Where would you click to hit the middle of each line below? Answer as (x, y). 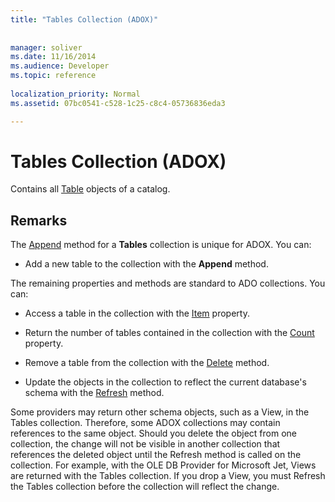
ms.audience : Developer (60, 66)
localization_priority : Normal (75, 94)
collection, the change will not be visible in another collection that (145, 444)
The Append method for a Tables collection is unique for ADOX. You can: (161, 245)
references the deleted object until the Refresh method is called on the (156, 455)
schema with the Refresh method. (94, 393)
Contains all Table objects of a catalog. (90, 189)
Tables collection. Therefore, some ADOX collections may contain (145, 423)
